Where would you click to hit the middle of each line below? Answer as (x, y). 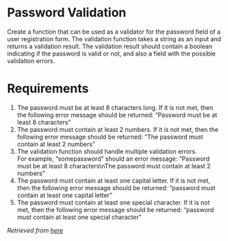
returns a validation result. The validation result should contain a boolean (110, 46)
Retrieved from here (35, 230)
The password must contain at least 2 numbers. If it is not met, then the (118, 129)
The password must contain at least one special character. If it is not (113, 202)
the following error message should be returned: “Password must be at (117, 115)
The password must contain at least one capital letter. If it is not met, (114, 181)
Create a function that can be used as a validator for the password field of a (114, 32)
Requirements (48, 89)
